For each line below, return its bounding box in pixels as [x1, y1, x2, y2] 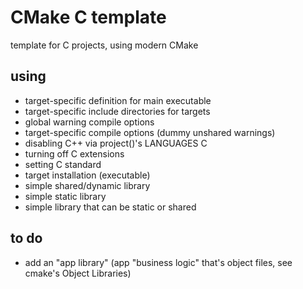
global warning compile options [24, 116, 155, 128]
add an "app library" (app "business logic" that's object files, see [24, 256, 293, 268]
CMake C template [10, 6, 167, 29]
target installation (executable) [24, 169, 151, 181]
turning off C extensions [24, 147, 125, 160]
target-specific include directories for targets [24, 105, 211, 117]
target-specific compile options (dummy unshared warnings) [24, 126, 276, 138]
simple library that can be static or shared [24, 201, 197, 213]
